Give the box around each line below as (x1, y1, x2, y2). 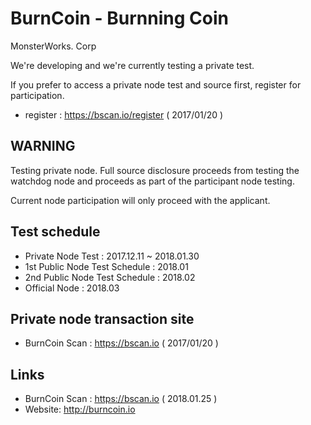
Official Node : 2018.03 (24, 282, 120, 294)
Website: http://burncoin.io (24, 403, 136, 416)
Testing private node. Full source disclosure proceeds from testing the (10, 164, 300, 176)
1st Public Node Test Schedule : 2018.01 (24, 260, 189, 272)
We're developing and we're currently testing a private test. (10, 59, 255, 71)
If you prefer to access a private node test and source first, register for (10, 78, 302, 91)
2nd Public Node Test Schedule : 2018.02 (24, 271, 196, 283)
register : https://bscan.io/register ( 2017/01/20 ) (24, 108, 224, 121)
